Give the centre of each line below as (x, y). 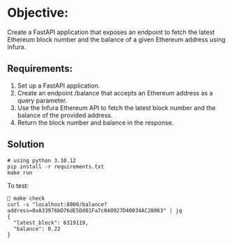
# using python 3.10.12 (42, 160)
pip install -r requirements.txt (56, 166)
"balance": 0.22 (37, 229)
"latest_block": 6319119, (51, 223)
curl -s (18, 204)
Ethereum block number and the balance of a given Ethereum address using (116, 39)
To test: (18, 185)
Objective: (38, 13)
